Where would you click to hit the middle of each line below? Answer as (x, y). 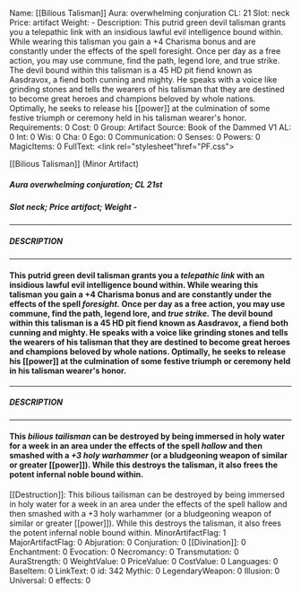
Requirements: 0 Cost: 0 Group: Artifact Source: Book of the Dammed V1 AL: (150, 127)
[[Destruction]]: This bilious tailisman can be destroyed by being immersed (147, 494)
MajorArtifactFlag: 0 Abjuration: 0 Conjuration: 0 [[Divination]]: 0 (128, 542)
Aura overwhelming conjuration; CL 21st (86, 184)
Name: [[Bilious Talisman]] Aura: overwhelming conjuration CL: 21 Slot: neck (150, 13)
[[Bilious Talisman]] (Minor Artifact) (74, 164)
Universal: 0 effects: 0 (50, 580)
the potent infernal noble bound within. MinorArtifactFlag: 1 (118, 532)
